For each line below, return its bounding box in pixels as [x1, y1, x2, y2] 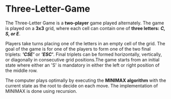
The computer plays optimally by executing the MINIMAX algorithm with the [5, 77, 166, 83]
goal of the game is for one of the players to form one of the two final [5, 46, 151, 52]
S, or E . [5, 30, 20, 37]
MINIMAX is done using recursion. [5, 88, 78, 94]
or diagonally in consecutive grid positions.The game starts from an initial [5, 56, 160, 62]
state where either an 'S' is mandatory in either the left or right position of [5, 62, 160, 68]
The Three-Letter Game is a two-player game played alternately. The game [5, 20, 164, 26]
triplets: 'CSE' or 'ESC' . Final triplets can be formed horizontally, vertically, [5, 51, 162, 57]
